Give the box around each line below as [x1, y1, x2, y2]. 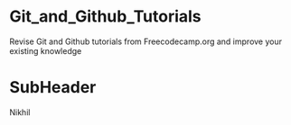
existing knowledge [9, 45, 82, 56]
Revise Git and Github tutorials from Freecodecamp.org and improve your [9, 36, 283, 47]
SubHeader [9, 77, 97, 98]
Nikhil [9, 106, 31, 118]
